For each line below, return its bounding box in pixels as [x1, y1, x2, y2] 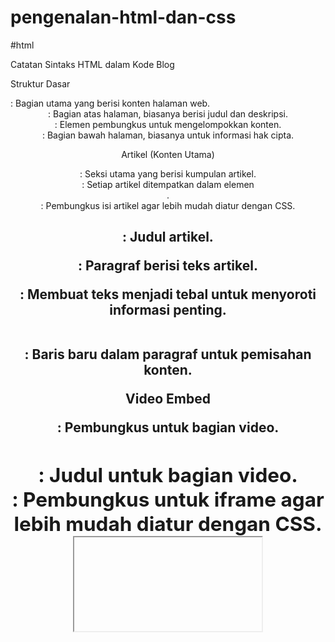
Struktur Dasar [10, 77, 71, 90]
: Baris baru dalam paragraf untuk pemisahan [24, 346, 312, 363]
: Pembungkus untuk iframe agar [11, 487, 325, 513]
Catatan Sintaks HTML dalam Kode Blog [10, 58, 175, 70]
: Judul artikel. [122, 229, 214, 246]
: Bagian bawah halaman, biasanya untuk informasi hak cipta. [41, 129, 295, 141]
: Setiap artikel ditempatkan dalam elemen [81, 178, 255, 190]
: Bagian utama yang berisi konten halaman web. [10, 97, 211, 109]
